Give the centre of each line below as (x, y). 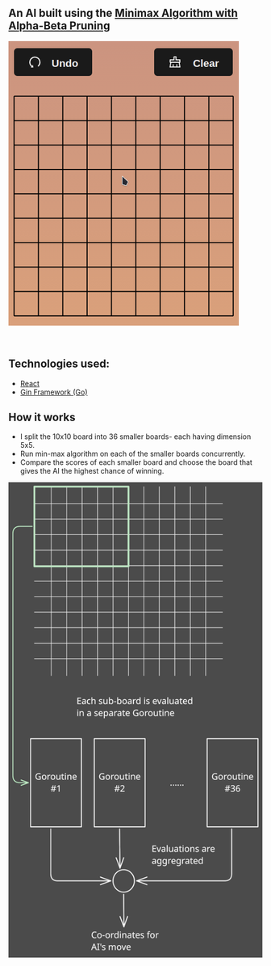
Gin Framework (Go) (54, 392)
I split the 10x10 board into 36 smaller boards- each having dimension (135, 437)
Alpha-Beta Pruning (59, 26)
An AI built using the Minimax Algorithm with (123, 13)
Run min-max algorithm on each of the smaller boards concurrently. (133, 454)
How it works (42, 418)
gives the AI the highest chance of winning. (92, 471)
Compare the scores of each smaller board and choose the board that (136, 462)
